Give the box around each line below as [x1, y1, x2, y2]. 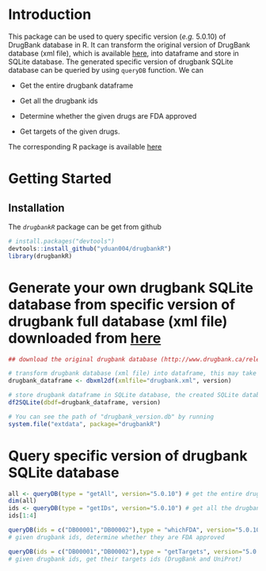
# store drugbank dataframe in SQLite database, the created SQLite [8, 391, 239, 399]
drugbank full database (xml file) [8, 312, 228, 330]
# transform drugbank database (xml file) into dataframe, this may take [8, 369, 257, 377]
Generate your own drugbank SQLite [8, 278, 253, 297]
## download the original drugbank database [8, 355, 158, 363]
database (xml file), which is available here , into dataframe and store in [8, 48, 239, 58]
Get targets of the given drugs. [19, 127, 120, 136]
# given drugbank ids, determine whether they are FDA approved [8, 533, 225, 541]
